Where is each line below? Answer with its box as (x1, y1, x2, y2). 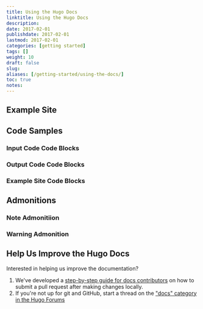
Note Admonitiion (6, 214, 60, 222)
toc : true (6, 77, 32, 83)
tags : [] (6, 49, 29, 55)
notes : (6, 83, 23, 89)
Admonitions (6, 195, 57, 206)
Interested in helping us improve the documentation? (6, 265, 139, 272)
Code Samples (6, 125, 63, 136)
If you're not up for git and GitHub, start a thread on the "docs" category (15, 290, 197, 297)
